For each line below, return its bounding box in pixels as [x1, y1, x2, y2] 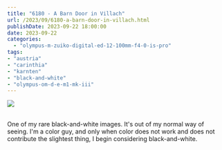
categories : [7, 36, 41, 43]
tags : [7, 49, 23, 56]
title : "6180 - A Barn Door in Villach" [7, 10, 126, 17]
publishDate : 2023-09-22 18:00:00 [7, 23, 107, 30]
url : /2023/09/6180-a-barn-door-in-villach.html [7, 17, 150, 24]
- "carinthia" [7, 62, 48, 68]
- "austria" [7, 55, 41, 62]
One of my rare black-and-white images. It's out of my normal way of [7, 120, 205, 129]
